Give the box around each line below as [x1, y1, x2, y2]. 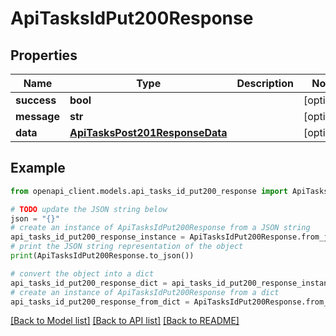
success [15, 93, 57, 107]
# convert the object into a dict [10, 268, 155, 279]
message [15, 110, 60, 123]
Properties [10, 47, 78, 64]
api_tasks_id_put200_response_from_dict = [10, 297, 190, 307]
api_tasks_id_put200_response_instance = [10, 232, 186, 242]
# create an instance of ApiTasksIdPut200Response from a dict [10, 287, 280, 297]
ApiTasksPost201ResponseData [69, 126, 228, 139]
